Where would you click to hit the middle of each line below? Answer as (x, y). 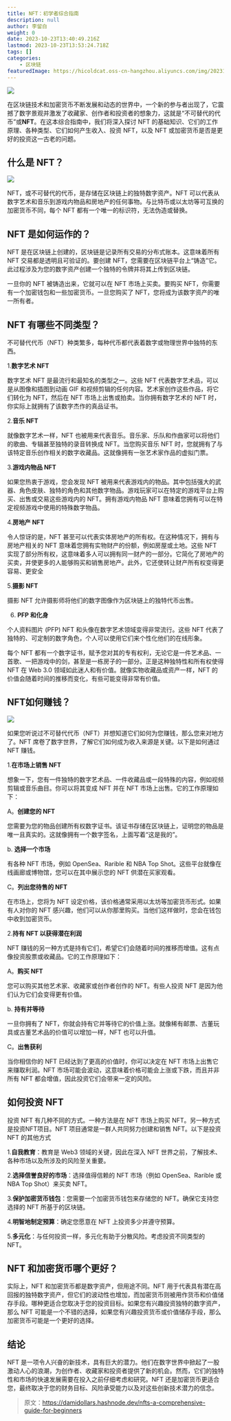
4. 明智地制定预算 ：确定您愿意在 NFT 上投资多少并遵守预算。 (93, 1222)
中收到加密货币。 (31, 918)
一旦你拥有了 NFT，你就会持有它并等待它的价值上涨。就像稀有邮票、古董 (110, 1023)
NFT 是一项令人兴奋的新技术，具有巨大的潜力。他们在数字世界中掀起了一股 (113, 1363)
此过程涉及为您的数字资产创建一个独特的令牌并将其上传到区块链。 (100, 269)
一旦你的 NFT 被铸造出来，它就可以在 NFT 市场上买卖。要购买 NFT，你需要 (114, 284)
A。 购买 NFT (25, 971)
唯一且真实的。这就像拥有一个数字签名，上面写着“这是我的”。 (94, 834)
